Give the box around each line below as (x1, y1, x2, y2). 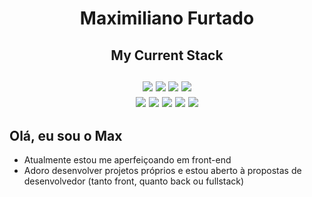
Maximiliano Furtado (79, 7, 255, 30)
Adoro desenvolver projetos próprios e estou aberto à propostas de (23, 165, 302, 177)
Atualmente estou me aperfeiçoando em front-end (23, 154, 232, 166)
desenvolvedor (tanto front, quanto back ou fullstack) (23, 175, 245, 187)
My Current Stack (110, 47, 224, 64)
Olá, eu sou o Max (9, 127, 123, 144)
